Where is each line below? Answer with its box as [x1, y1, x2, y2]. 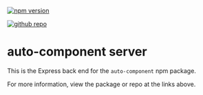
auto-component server [7, 44, 147, 60]
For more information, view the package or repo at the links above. [7, 80, 196, 88]
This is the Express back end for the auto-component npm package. [7, 66, 196, 75]
